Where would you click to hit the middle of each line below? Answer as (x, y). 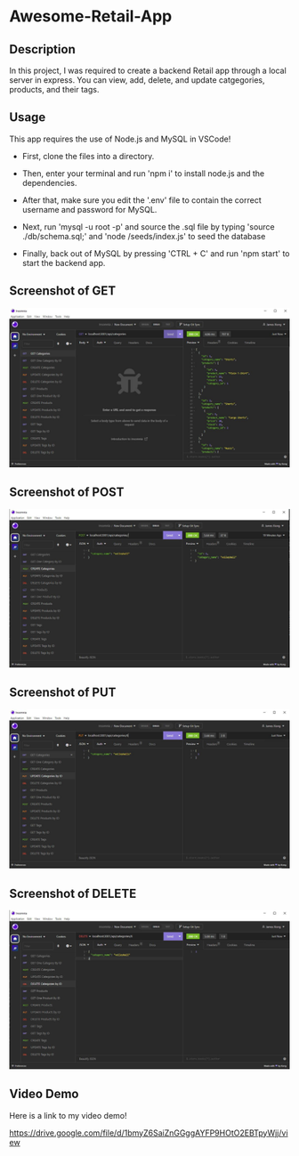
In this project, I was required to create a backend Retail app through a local (148, 70)
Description (42, 49)
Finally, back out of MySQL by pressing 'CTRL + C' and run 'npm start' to (156, 253)
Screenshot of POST (67, 493)
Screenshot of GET (63, 291)
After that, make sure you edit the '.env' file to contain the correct (141, 200)
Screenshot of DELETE (73, 893)
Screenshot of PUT (63, 693)
